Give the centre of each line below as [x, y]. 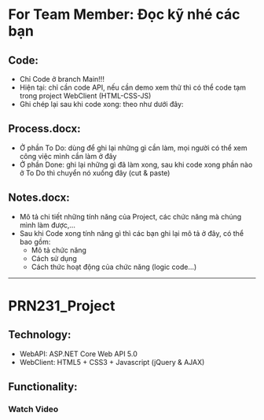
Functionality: [43, 387]
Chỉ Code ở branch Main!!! [62, 79]
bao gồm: [35, 241]
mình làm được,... [48, 225]
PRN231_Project [62, 306]
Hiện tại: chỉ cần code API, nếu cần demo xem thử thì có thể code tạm [132, 87]
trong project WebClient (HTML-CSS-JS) [85, 96]
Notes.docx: [39, 198]
